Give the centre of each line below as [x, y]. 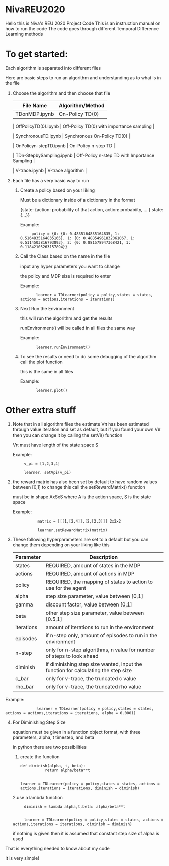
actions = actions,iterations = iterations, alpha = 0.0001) [71, 713]
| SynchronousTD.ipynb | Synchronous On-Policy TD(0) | [71, 136]
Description [104, 557]
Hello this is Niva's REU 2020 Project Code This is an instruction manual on [83, 23]
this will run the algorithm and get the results [66, 318]
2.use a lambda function [37, 797]
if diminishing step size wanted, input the [94, 664]
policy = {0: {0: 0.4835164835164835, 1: [75, 234]
